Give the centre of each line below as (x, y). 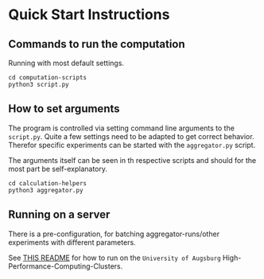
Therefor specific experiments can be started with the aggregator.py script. (132, 145)
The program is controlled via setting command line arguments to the (121, 128)
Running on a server (59, 215)
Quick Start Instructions (89, 15)
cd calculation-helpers (48, 183)
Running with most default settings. (66, 63)
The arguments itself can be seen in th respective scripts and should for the (132, 160)
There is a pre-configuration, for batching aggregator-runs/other (114, 234)
